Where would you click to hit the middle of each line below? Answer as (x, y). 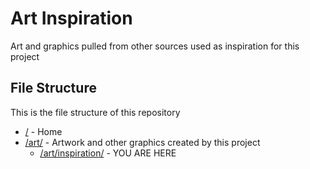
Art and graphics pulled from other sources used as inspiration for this (155, 46)
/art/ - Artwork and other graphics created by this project (142, 142)
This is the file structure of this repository (95, 112)
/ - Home (43, 131)
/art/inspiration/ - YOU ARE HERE (108, 153)
